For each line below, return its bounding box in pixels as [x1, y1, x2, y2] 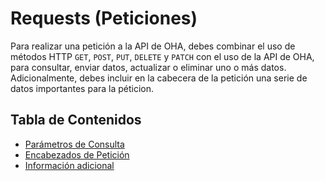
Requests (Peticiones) [10, 7, 198, 30]
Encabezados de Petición [24, 148, 130, 161]
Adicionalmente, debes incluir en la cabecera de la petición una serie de [10, 72, 308, 84]
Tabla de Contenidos [10, 112, 142, 129]
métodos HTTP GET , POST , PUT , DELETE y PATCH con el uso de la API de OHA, [10, 50, 315, 62]
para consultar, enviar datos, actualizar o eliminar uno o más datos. [10, 61, 287, 73]
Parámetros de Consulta [24, 138, 125, 150]
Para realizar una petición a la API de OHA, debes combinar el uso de [10, 40, 296, 52]
